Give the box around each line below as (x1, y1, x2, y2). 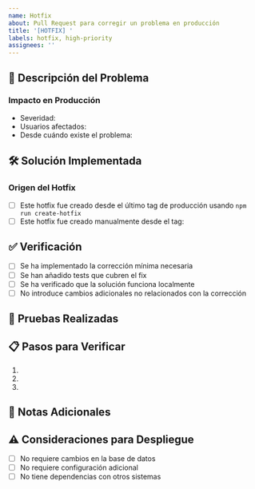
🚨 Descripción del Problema (8, 71, 149, 85)
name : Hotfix (8, 11, 52, 20)
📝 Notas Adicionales (8, 405, 111, 419)
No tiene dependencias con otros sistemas (19, 472, 161, 482)
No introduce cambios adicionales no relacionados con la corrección (19, 288, 247, 298)
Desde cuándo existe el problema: (19, 129, 133, 140)
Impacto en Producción (8, 95, 101, 106)
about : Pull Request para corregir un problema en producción (8, 19, 220, 27)
